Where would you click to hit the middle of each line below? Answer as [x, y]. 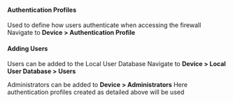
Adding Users [28, 48]
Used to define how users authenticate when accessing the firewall [104, 25]
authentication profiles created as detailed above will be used [96, 92]
